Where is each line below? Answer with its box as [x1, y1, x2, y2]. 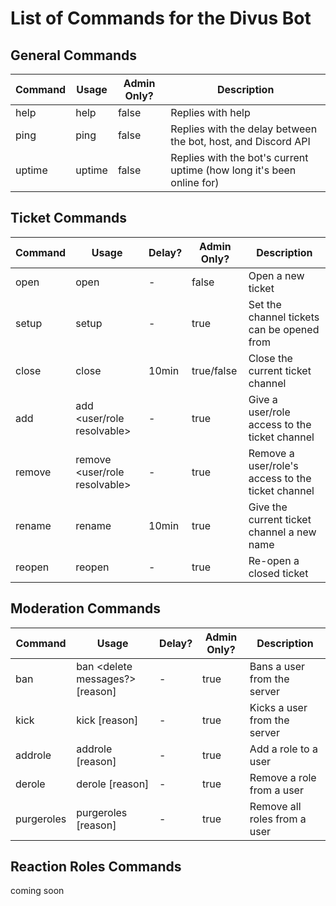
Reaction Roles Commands [10, 858, 182, 876]
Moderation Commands [10, 600, 161, 617]
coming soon [10, 885, 65, 897]
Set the [248, 297, 282, 311]
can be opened [248, 322, 320, 336]
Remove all [249, 799, 302, 813]
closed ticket [248, 566, 309, 580]
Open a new [248, 268, 305, 282]
